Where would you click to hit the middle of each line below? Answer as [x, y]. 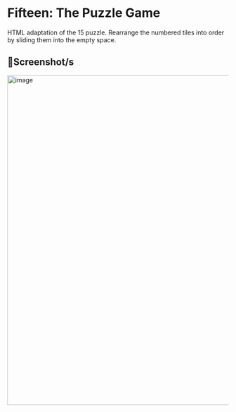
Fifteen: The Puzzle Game [84, 13]
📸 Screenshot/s [41, 62]
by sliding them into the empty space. [62, 39]
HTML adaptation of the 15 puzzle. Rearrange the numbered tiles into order [116, 32]
